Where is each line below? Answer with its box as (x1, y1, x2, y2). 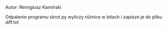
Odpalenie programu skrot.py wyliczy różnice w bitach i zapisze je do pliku (5, 14, 162, 19)
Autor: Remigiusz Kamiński (5, 4, 62, 10)
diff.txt (5, 19, 19, 25)
